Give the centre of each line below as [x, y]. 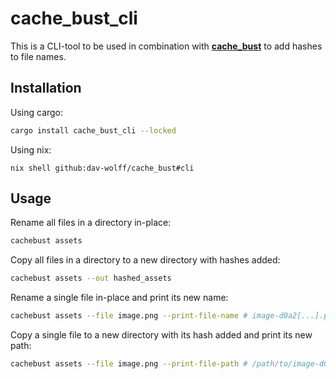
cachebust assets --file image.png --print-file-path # [129, 364]
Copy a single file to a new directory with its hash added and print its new [161, 335]
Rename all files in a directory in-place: [91, 223]
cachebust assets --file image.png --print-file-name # [129, 316]
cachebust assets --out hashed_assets [91, 278]
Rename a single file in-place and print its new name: [119, 298]
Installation [46, 88]
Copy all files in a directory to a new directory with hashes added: [145, 260]
